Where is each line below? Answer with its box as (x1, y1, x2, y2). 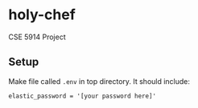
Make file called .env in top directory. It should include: (8, 76, 191, 86)
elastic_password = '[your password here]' (8, 92, 157, 100)
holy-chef (8, 6, 76, 24)
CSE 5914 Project (8, 32, 66, 42)
